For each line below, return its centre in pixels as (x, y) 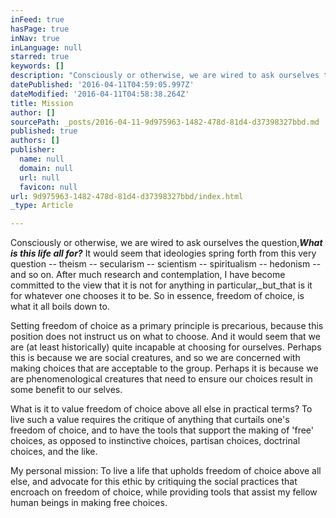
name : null (42, 159)
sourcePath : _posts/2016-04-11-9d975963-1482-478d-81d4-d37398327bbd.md (165, 122)
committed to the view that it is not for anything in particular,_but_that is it (161, 285)
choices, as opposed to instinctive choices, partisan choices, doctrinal (155, 441)
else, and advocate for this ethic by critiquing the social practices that (154, 482)
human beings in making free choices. (89, 503)
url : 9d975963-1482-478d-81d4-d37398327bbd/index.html (127, 196)
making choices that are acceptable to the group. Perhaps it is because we (164, 368)
